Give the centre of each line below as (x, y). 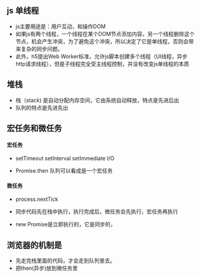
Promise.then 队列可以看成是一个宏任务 (64, 171)
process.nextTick (37, 199)
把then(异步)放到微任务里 (47, 268)
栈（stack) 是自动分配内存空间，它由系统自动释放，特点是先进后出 (97, 100)
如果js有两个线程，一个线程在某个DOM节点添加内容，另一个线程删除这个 (105, 34)
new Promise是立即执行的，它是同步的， (66, 224)
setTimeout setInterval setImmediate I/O (65, 158)
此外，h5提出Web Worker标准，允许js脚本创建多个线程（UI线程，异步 (101, 56)
